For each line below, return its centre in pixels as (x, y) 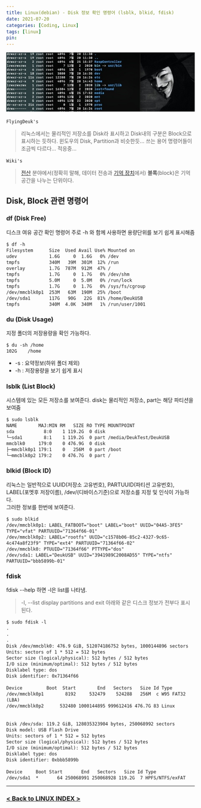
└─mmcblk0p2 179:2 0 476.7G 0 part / (59, 456)
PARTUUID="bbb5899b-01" (36, 561)
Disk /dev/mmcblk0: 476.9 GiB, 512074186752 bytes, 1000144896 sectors (97, 646)
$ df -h (16, 244)
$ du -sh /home (25, 345)
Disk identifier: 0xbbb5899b (42, 760)
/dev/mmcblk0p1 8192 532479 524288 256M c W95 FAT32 (96, 694)
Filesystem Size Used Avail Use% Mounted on (71, 250)
